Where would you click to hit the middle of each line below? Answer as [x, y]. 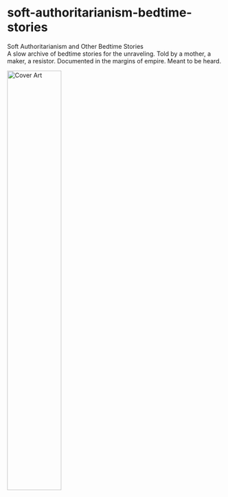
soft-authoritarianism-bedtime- [100, 13]
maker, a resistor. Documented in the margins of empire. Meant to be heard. [114, 61]
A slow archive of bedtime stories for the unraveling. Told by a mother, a [109, 54]
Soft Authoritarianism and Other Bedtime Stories [76, 46]
